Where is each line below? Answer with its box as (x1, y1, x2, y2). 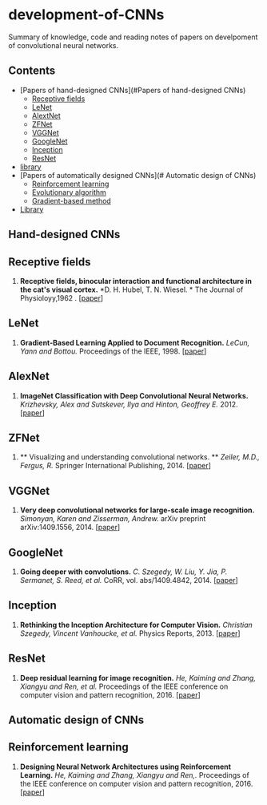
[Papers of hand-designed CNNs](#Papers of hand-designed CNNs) (19, 85, 246, 95)
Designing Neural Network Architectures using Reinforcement (19, 762, 232, 771)
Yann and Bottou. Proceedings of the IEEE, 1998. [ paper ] (19, 346, 207, 356)
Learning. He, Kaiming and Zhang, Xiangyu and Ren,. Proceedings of (19, 770, 249, 779)
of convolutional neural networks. (8, 40, 119, 50)
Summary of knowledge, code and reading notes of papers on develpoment (8, 32, 258, 42)
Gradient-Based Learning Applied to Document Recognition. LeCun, (19, 338, 250, 347)
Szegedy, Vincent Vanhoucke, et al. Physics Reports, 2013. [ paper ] (19, 628, 241, 638)
